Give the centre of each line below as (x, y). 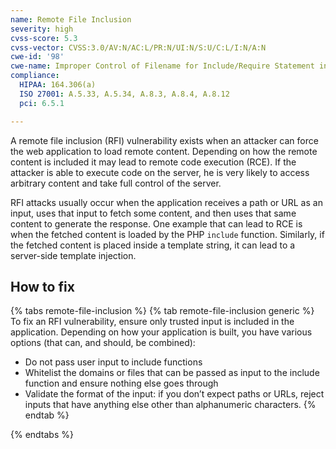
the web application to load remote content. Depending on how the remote (164, 151)
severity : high (42, 29)
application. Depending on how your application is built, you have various (161, 332)
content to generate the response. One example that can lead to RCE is (156, 223)
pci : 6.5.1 (42, 103)
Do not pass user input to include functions (113, 362)
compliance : (35, 76)
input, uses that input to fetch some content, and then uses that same (153, 213)
